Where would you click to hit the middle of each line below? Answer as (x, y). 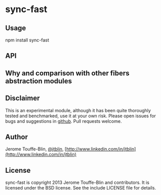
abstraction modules (39, 81)
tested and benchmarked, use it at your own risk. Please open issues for (80, 116)
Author (16, 137)
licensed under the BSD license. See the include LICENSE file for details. (80, 188)
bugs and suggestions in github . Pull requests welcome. (64, 121)
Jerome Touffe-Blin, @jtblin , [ (36, 149)
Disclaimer (23, 98)
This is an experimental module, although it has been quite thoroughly (78, 110)
